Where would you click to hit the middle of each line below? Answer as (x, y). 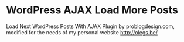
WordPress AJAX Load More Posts (92, 10)
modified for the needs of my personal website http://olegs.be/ (82, 32)
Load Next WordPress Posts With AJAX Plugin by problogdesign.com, (90, 26)
